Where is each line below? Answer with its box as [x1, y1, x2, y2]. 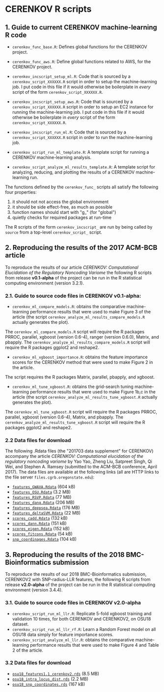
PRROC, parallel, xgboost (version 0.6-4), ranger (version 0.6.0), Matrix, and [5, 334, 159, 340]
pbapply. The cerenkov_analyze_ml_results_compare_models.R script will [5, 339, 151, 346]
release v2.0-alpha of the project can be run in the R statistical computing [5, 582, 156, 588]
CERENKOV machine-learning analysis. [12, 154, 92, 160]
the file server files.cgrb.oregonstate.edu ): [5, 474, 95, 480]
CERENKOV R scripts [5, 3, 92, 15]
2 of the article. [12, 647, 43, 653]
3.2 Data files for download [5, 659, 71, 666]
